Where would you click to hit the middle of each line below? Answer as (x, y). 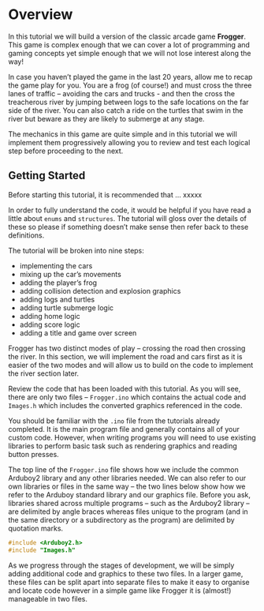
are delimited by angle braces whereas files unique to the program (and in (128, 512)
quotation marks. (36, 528)
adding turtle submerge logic (67, 307)
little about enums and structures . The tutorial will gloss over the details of (127, 218)
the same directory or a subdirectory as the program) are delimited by (121, 519)
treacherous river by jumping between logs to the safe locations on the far (129, 102)
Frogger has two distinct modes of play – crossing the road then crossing (127, 348)
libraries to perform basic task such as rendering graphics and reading (123, 446)
